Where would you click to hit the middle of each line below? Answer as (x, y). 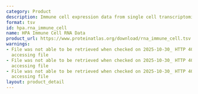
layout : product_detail (35, 82)
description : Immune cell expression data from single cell (82, 17)
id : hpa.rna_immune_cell (37, 28)
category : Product (29, 11)
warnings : (18, 44)
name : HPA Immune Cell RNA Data (46, 33)
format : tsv (21, 22)
